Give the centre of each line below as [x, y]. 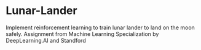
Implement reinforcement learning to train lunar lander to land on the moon [100, 27]
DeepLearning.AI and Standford [46, 40]
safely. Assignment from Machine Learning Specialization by [82, 34]
